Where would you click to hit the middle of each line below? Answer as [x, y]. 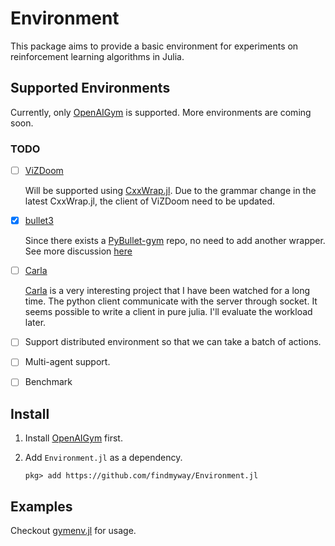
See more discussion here [78, 251]
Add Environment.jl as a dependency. [103, 458]
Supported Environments [90, 88]
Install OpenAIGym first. [73, 438]
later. [35, 323]
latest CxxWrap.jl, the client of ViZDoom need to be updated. [150, 201]
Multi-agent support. [67, 362]
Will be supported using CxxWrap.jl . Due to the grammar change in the [170, 191]
